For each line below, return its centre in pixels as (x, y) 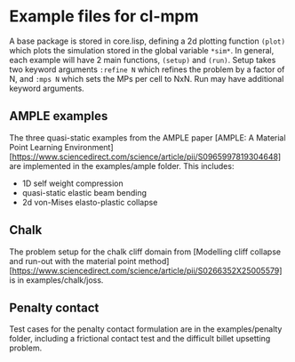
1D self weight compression (72, 183)
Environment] (89, 147)
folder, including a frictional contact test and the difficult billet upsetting (140, 339)
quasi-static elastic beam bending (84, 192)
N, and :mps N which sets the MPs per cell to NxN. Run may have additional (147, 78)
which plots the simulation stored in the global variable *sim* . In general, (142, 50)
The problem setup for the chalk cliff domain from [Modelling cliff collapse (145, 252)
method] (154, 261)
